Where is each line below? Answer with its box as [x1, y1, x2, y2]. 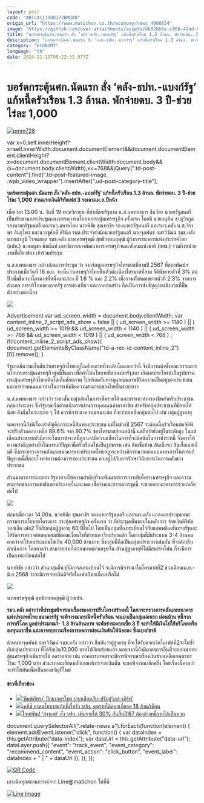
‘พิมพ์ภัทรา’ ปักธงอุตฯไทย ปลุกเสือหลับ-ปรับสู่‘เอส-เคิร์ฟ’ [21, 695, 134, 702]
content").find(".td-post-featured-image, [7, 171, 108, 178]
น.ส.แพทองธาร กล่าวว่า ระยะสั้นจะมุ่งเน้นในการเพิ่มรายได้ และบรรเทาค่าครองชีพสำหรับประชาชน [7, 395, 194, 402]
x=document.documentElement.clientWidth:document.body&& [7, 158, 163, 165]
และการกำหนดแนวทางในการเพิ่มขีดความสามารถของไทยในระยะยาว [7, 382, 139, 390]
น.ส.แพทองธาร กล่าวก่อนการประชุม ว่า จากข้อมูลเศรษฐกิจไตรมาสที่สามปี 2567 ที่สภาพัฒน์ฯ [7, 261, 189, 268]
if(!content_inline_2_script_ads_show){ [7, 338, 102, 345]
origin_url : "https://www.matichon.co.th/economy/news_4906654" [7, 20, 173, 26]
